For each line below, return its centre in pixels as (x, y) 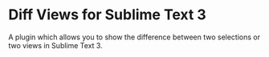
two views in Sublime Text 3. (55, 45)
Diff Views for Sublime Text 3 (107, 15)
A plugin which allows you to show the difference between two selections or (134, 37)
